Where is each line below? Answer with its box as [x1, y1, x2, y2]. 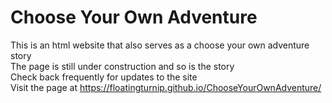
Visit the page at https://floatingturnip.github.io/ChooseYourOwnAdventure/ [10, 81, 322, 93]
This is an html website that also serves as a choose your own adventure [10, 39, 310, 51]
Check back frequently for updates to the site [10, 71, 198, 83]
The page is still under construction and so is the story [10, 60, 235, 72]
